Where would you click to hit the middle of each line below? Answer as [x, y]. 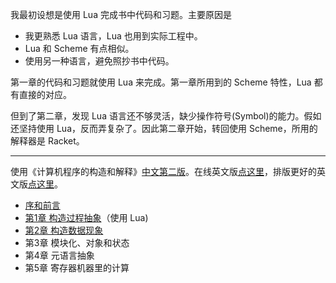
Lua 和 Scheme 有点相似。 [79, 48]
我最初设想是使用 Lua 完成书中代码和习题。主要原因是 [121, 14]
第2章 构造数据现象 [64, 230]
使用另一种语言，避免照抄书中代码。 [99, 61]
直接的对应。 [45, 94]
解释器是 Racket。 [47, 141]
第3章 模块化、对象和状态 [77, 242]
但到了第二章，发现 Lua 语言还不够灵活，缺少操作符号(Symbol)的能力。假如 [166, 116]
